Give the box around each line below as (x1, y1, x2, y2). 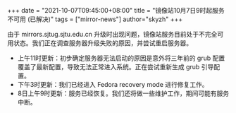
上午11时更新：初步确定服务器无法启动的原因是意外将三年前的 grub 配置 (17, 54, 225, 62)
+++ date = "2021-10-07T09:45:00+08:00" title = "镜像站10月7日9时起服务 (7, 6, 225, 14)
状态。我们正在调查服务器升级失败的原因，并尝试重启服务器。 (13, 39, 192, 47)
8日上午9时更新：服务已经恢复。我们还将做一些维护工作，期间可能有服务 (17, 89, 230, 97)
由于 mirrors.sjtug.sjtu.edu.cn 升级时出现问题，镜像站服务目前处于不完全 (7, 30, 218, 38)
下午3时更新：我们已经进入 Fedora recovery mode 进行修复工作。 (17, 81, 209, 88)
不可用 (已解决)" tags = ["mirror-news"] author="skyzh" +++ (7, 15, 183, 23)
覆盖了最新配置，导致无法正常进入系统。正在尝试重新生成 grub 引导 (17, 63, 214, 71)
